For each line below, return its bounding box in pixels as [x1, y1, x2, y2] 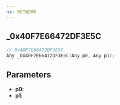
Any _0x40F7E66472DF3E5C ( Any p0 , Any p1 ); [6, 52, 115, 59]
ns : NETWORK [6, 8, 36, 15]
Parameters [6, 69, 52, 80]
